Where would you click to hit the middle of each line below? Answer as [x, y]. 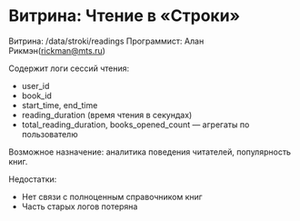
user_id [35, 85]
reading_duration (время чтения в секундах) [107, 115]
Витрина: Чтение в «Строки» [125, 16]
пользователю [50, 134]
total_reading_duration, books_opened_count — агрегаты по [135, 125]
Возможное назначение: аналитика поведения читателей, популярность [150, 152]
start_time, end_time [60, 105]
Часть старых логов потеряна [80, 206]
